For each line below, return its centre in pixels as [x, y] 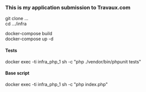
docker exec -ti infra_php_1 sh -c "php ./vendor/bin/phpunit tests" [73, 61]
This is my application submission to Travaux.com [68, 8]
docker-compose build [29, 34]
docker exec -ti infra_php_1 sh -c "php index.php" [57, 84]
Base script [17, 73]
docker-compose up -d [29, 39]
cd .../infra [16, 24]
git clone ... [17, 19]
